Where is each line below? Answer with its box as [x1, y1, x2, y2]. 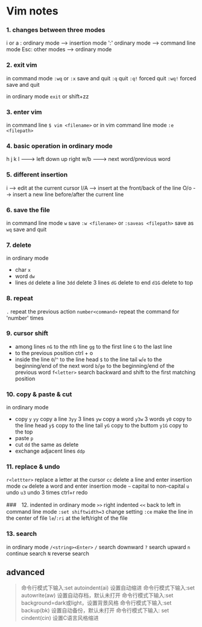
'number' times [6, 314, 44, 321]
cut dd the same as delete [14, 441, 79, 449]
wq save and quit [6, 225, 47, 233]
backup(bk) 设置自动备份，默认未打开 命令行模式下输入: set [21, 607, 169, 614]
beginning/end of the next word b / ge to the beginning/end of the [14, 362, 175, 369]
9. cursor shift [6, 329, 48, 338]
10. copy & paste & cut [6, 390, 72, 399]
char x [14, 266, 31, 274]
